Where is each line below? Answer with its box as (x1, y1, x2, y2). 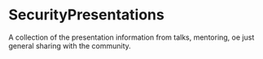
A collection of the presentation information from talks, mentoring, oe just (8, 32, 255, 42)
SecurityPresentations (8, 6, 164, 24)
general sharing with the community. (8, 40, 132, 50)
